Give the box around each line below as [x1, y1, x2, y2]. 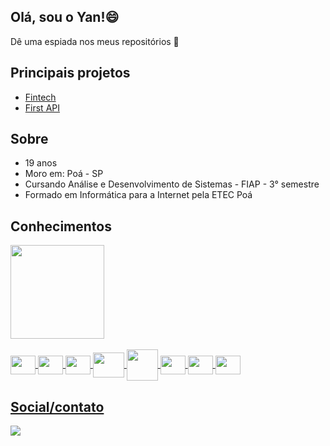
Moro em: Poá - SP [24, 168, 104, 180]
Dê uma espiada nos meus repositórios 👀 [10, 35, 180, 47]
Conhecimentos [10, 218, 112, 235]
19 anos [24, 157, 58, 169]
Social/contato [10, 398, 105, 415]
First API [24, 101, 60, 114]
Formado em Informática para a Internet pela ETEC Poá [24, 189, 253, 201]
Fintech [24, 91, 57, 103]
